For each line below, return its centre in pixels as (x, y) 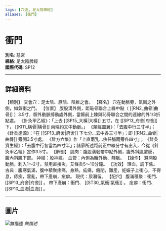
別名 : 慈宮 (15, 55)
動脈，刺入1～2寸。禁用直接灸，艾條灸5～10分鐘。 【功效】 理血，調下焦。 (81, 164)
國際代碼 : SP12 (20, 67)
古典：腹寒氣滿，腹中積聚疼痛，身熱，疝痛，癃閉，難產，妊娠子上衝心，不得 (83, 170)
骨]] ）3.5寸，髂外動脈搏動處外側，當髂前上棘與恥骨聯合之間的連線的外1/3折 (83, 115)
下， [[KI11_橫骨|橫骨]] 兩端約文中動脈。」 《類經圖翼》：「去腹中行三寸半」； (81, 127)
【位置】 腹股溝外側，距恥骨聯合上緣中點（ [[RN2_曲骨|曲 (100, 108)
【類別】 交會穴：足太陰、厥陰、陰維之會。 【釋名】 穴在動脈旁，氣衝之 (78, 102)
